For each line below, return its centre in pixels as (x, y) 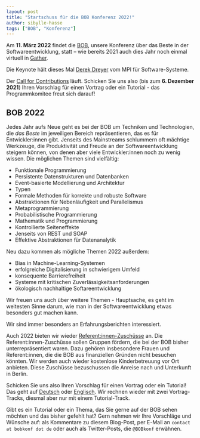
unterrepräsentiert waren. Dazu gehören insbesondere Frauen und (88, 348)
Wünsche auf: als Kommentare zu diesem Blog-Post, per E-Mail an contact (99, 422)
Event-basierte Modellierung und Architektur (70, 183)
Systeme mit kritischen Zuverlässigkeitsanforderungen (82, 282)
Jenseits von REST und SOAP (51, 234)
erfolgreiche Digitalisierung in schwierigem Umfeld (77, 270)
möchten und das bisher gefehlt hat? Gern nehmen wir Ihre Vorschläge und (99, 416)
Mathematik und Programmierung (56, 221)
